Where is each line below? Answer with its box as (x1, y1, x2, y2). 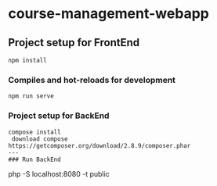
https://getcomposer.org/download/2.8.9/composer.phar (8, 141, 191, 149)
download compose (11, 134, 68, 143)
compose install (8, 128, 61, 136)
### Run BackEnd (8, 156, 61, 163)
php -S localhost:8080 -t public (8, 169, 110, 178)
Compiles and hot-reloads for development (8, 74, 176, 85)
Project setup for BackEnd (8, 110, 110, 121)
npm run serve (8, 92, 55, 100)
